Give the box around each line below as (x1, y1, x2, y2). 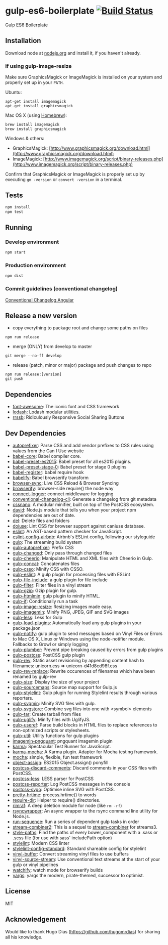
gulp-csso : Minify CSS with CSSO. (12, 566, 84, 572)
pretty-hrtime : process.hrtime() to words (12, 792, 97, 798)
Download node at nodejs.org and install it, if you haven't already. (5, 50, 141, 56)
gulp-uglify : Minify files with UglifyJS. (12, 716, 91, 723)
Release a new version (5, 312, 77, 320)
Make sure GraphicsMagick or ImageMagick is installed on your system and (5, 74, 162, 80)
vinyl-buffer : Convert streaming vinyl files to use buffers (12, 851, 129, 857)
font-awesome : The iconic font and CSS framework (12, 404, 120, 410)
